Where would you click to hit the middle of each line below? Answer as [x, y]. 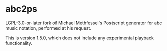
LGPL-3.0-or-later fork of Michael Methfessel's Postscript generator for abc [84, 23]
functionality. [19, 43]
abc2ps [21, 9]
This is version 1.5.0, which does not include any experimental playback [79, 38]
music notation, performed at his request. [48, 28]
